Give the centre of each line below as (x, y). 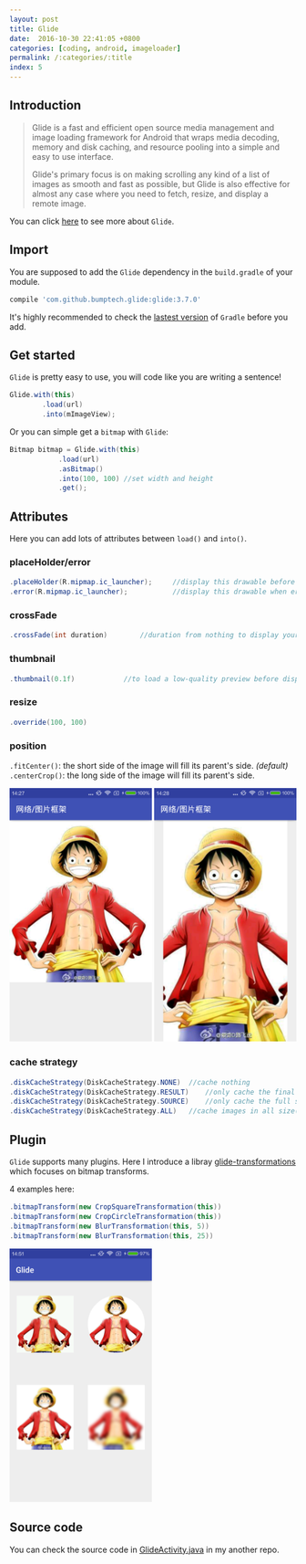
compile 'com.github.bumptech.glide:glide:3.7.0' (106, 299)
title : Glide (34, 29)
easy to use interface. (72, 156)
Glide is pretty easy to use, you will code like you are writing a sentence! (146, 377)
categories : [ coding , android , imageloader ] (95, 48)
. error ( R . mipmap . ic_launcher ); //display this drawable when (148, 592)
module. (25, 281)
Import (29, 250)
